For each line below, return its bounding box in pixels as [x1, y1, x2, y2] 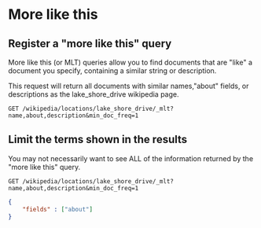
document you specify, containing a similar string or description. [8, 66, 217, 75]
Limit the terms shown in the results [8, 133, 188, 146]
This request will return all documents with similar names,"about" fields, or [8, 81, 249, 90]
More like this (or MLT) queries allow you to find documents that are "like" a [8, 57, 253, 67]
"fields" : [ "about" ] [22, 205, 93, 213]
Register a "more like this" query [8, 37, 172, 50]
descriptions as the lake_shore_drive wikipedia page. [8, 90, 179, 99]
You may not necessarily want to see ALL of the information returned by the [8, 153, 254, 163]
